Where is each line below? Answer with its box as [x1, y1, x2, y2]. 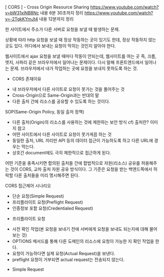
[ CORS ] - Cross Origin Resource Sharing [5, 4, 90, 10]
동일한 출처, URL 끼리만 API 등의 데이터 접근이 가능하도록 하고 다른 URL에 [12, 138, 153, 143]
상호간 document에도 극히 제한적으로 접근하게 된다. [12, 150, 111, 155]
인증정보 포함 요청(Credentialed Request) [12, 205, 94, 211]
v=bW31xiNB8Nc [5, 10, 39, 16]
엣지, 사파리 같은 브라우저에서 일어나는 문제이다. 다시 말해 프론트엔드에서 [5, 60, 143, 65]
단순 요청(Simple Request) [12, 193, 65, 199]
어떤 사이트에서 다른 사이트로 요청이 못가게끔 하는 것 [12, 131, 112, 137]
